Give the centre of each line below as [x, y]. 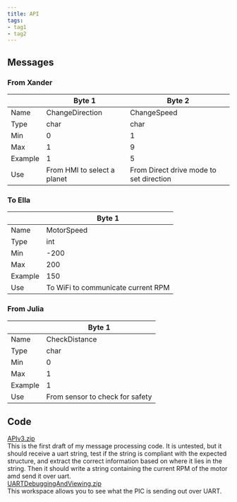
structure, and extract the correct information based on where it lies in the [115, 461]
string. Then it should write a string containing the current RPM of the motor [117, 469]
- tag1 [17, 27]
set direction [151, 179]
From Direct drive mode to [173, 170]
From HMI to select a [80, 170]
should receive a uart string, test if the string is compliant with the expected [117, 454]
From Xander [30, 82]
